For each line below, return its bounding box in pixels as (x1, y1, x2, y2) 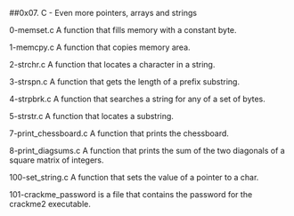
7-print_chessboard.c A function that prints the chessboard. (9, 128, 230, 139)
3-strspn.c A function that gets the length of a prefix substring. (9, 76, 241, 87)
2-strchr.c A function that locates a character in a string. (9, 60, 216, 69)
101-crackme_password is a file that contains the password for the (9, 189, 253, 199)
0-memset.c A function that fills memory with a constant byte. (9, 25, 238, 35)
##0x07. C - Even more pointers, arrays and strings (9, 8, 198, 18)
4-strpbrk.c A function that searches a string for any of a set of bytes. (9, 93, 265, 104)
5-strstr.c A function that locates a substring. (9, 111, 174, 121)
